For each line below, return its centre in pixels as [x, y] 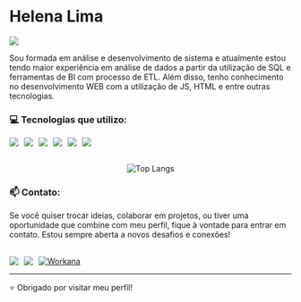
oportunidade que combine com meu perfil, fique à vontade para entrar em [148, 224]
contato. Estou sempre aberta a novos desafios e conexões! [120, 234]
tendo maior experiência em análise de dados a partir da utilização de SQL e [150, 67]
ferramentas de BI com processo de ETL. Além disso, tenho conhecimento [146, 77]
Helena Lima [56, 17]
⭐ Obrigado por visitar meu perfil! [71, 287]
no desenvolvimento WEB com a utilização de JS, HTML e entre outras [140, 86]
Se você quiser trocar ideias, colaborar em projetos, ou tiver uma [129, 215]
